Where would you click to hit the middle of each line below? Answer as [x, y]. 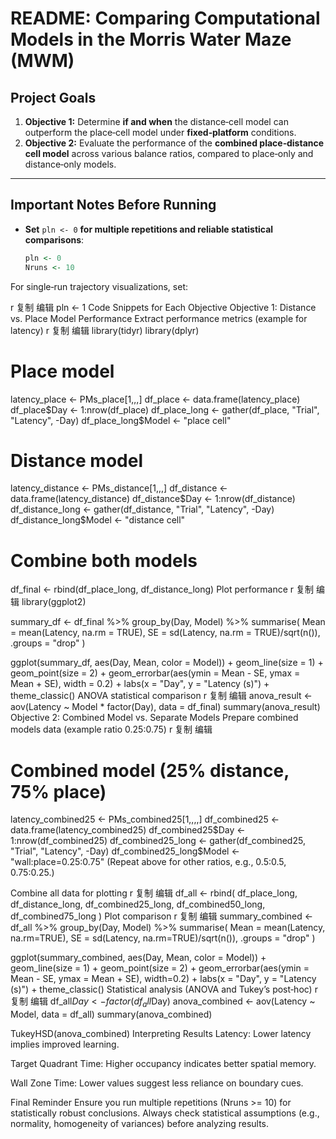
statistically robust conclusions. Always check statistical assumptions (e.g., [165, 1113]
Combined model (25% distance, [150, 770]
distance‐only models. [70, 164]
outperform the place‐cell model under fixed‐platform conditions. [160, 132]
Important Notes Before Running [113, 205]
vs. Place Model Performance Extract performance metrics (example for [159, 318]
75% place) [58, 791]
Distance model [76, 460]
